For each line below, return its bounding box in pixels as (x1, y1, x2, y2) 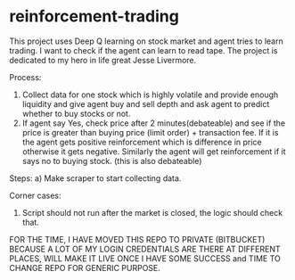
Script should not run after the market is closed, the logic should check (21, 207, 283, 218)
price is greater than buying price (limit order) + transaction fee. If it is (21, 127, 279, 137)
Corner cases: (9, 190, 61, 201)
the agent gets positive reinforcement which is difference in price (21, 136, 262, 147)
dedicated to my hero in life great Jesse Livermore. (9, 54, 197, 65)
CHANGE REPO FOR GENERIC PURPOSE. (9, 262, 160, 273)
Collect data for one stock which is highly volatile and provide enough (21, 89, 279, 100)
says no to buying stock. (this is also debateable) (21, 155, 202, 166)
